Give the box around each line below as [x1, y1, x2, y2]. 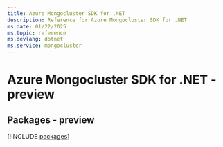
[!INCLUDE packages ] [7, 133, 70, 140]
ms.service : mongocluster [7, 42, 82, 49]
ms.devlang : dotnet [7, 36, 64, 43]
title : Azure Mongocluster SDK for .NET [7, 10, 126, 17]
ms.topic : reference [7, 29, 67, 37]
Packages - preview [7, 114, 95, 126]
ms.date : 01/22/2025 [7, 23, 67, 30]
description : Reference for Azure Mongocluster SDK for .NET [7, 17, 188, 23]
